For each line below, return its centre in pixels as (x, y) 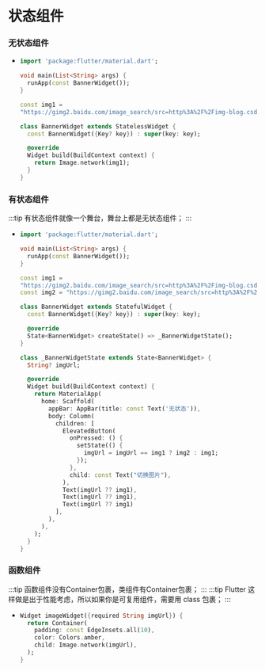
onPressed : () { (97, 438)
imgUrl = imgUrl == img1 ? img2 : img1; (151, 453)
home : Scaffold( (68, 402)
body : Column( (72, 416)
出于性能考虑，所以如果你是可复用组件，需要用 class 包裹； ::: (130, 599)
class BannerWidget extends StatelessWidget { (98, 126)
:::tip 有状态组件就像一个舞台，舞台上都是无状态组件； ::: (100, 218)
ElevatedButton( (89, 431)
